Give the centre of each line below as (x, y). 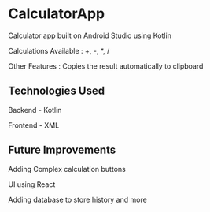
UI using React (32, 184)
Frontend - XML (34, 125)
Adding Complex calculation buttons (67, 169)
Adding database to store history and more (77, 199)
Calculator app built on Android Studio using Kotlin (90, 35)
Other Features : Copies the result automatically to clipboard (106, 66)
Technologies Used (56, 91)
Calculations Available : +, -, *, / (59, 50)
